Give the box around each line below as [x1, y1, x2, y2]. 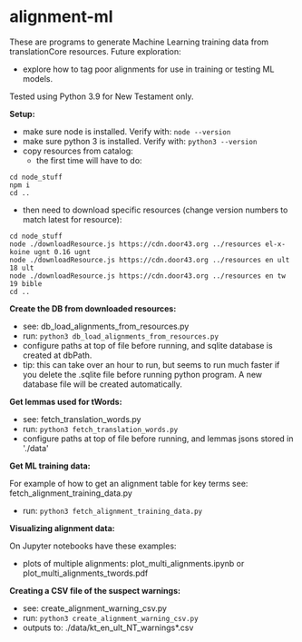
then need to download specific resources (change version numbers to [22, 204, 288, 215]
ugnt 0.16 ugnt [33, 247, 92, 256]
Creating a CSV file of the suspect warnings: [9, 585, 181, 596]
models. [22, 73, 54, 84]
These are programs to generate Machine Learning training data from [9, 36, 269, 47]
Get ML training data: [9, 460, 91, 471]
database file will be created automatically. [22, 379, 183, 390]
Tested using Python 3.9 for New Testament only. [9, 91, 194, 102]
